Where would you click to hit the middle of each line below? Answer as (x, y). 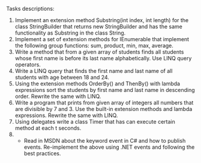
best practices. (42, 153)
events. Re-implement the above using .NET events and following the (109, 147)
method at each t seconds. (48, 128)
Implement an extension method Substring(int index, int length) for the (102, 20)
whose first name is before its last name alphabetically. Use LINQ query (103, 58)
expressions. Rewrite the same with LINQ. (66, 115)
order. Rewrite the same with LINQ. (58, 96)
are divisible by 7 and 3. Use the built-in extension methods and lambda (103, 109)
